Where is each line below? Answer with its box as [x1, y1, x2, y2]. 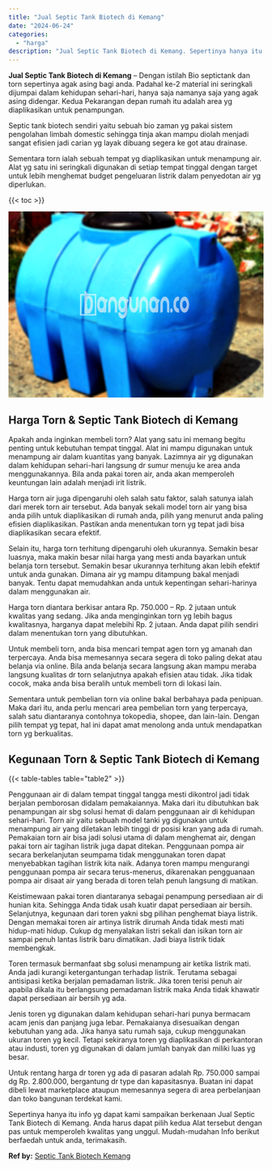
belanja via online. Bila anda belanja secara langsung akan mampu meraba [8, 661, 257, 671]
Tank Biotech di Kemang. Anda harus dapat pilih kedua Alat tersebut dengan [8, 1118, 263, 1128]
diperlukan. [8, 179, 46, 190]
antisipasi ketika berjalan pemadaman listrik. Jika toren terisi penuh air [8, 976, 243, 986]
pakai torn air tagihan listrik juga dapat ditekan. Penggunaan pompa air [8, 841, 244, 851]
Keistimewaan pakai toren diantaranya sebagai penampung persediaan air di [8, 892, 263, 901]
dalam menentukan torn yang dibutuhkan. [8, 629, 148, 638]
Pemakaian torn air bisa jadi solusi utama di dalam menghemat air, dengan [8, 832, 256, 843]
